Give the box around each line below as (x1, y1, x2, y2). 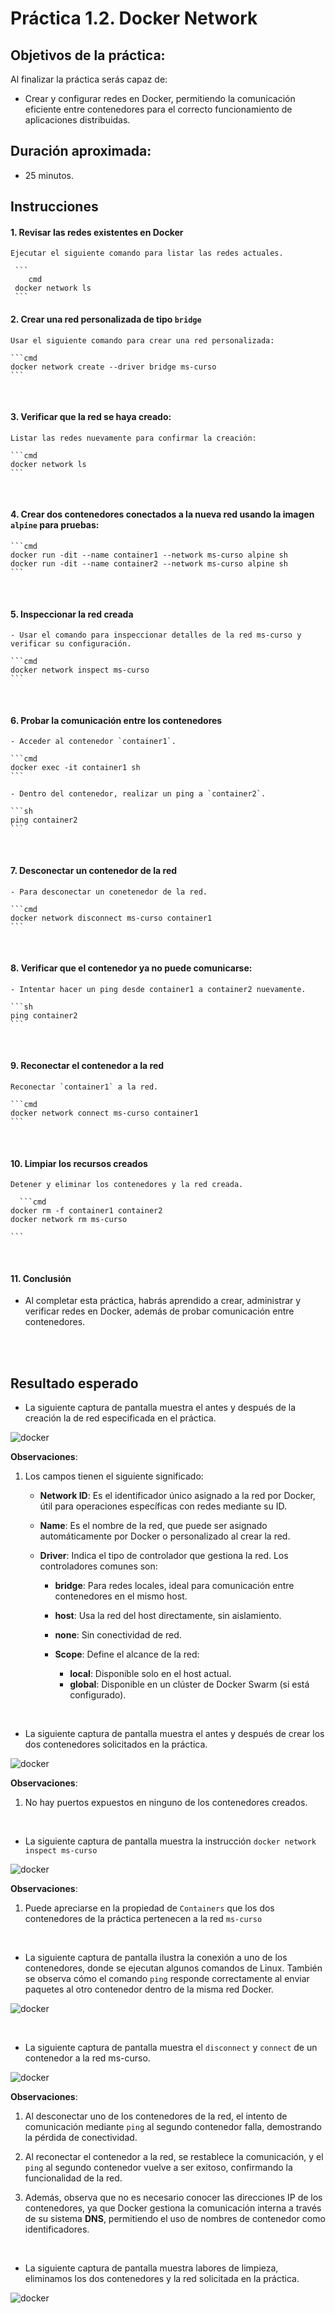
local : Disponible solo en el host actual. (69, 1668, 232, 1680)
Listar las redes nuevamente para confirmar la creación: (10, 433, 257, 443)
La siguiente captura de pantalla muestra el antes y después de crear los (24, 1728, 325, 1740)
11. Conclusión (10, 1272, 72, 1284)
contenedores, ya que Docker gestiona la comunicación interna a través (24, 2202, 322, 2214)
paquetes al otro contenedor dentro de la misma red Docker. (24, 1983, 274, 1996)
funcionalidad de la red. (24, 2172, 123, 2184)
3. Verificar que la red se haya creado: (10, 411, 172, 423)
